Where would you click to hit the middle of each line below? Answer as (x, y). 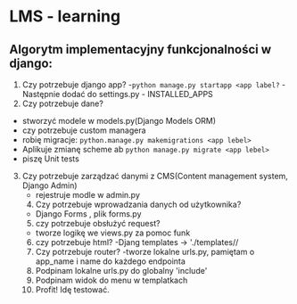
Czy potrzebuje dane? (63, 103)
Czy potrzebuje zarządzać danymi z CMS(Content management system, (155, 176)
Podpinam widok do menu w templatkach (111, 280)
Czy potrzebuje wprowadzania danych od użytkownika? (138, 204)
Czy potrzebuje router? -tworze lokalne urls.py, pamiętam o (145, 252)
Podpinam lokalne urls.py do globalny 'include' (121, 271)
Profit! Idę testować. (72, 290)
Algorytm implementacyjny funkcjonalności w (140, 49)
